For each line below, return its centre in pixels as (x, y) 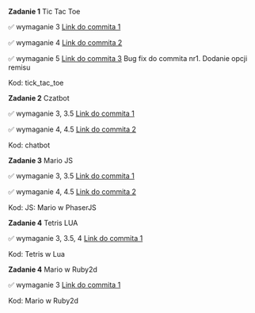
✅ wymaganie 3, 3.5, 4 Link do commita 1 (76, 238)
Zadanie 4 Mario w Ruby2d (53, 269)
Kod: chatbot (29, 145)
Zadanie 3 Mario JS (41, 160)
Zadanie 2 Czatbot (39, 98)
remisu (19, 67)
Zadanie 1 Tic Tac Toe (44, 11)
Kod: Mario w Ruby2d (44, 301)
